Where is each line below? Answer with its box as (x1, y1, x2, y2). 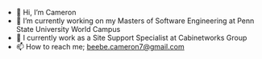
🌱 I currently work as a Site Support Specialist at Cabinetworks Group (15, 33, 247, 42)
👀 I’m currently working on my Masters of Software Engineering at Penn (15, 16, 255, 26)
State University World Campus (15, 25, 121, 33)
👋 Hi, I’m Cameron (15, 8, 77, 17)
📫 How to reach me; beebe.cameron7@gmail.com (15, 42, 185, 51)
